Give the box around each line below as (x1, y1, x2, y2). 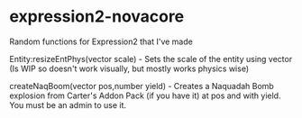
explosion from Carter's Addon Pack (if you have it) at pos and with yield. (9, 90, 281, 101)
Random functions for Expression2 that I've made (9, 36, 194, 47)
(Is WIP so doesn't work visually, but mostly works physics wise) (9, 63, 250, 74)
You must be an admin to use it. (9, 99, 127, 110)
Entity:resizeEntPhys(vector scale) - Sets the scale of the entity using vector (9, 53, 293, 64)
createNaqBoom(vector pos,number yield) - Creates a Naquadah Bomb (9, 80, 275, 91)
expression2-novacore (9, 6, 185, 27)
